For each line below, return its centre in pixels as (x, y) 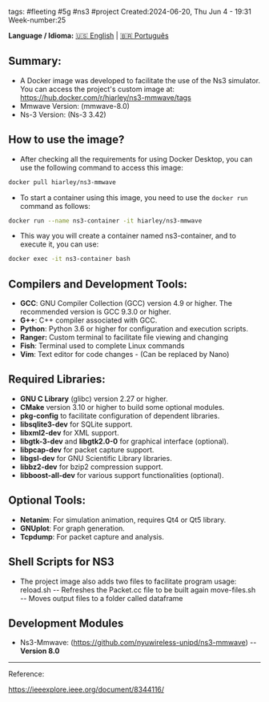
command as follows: (55, 206)
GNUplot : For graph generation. (72, 528)
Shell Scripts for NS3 (61, 562)
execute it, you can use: (59, 244)
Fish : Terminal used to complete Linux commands (102, 346)
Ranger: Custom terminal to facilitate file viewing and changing (124, 337)
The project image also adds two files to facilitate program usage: (128, 581)
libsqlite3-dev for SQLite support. (76, 424)
